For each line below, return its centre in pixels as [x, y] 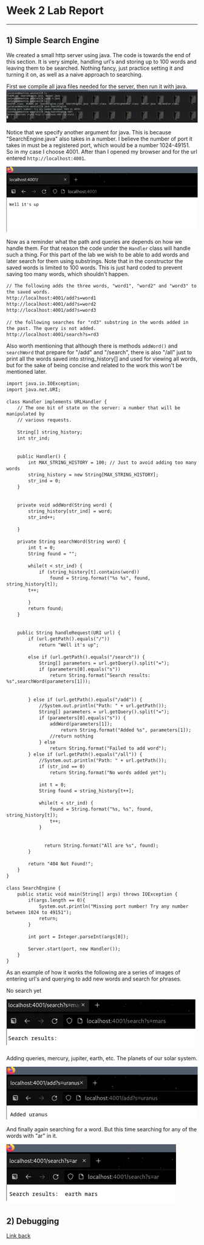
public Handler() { [42, 457]
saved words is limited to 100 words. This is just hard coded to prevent [94, 267]
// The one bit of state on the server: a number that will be [99, 408]
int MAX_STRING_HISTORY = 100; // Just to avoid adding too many [113, 463]
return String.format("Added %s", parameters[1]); [126, 730]
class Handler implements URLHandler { [57, 402]
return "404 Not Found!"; [61, 864]
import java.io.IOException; [43, 384]
